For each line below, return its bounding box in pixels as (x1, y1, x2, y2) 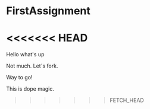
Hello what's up (6, 51, 45, 58)
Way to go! (6, 74, 33, 81)
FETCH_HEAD (110, 97, 144, 104)
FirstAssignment (6, 4, 90, 18)
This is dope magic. (6, 85, 55, 92)
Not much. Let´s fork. (6, 62, 58, 69)
